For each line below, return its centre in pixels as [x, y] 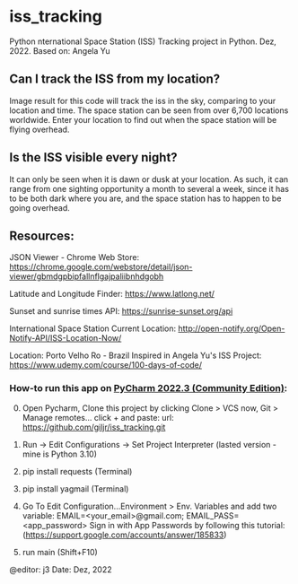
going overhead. [39, 207]
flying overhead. [39, 129]
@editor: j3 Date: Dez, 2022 [61, 569]
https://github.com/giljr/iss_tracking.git [94, 427]
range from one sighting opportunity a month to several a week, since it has [149, 188]
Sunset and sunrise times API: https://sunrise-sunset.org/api [121, 311]
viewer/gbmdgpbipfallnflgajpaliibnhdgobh [87, 276]
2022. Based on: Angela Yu [60, 50]
